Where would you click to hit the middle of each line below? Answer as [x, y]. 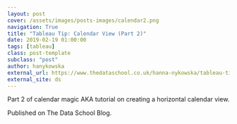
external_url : [28, 73]
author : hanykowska [36, 66]
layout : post [26, 14]
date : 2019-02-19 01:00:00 [47, 40]
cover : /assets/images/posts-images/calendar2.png [83, 20]
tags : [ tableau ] [31, 46]
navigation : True [33, 27]
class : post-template [39, 54]
